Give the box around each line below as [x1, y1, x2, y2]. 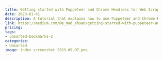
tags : [5, 30, 16, 34]
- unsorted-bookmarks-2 [5, 34, 53, 39]
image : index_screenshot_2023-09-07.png [5, 47, 88, 52]
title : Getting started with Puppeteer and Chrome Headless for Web [5, 7, 147, 12]
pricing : [5, 25, 23, 30]
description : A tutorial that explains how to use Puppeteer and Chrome [5, 16, 155, 21]
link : [5, 20, 16, 26]
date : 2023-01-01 [5, 12, 40, 16]
